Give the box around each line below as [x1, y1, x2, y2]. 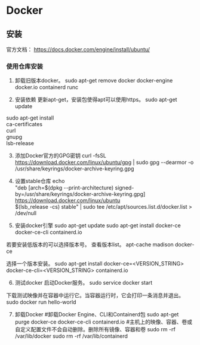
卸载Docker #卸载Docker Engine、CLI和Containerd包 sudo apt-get [14, 311, 179, 318]
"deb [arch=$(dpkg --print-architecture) [14, 184, 114, 191]
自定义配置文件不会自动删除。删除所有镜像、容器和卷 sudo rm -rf [14, 326, 176, 333]
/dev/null [14, 210, 37, 217]
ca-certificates [6, 121, 43, 128]
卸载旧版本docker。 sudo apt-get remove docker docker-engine [14, 77, 173, 84]
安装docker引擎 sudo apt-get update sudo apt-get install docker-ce [14, 222, 181, 229]
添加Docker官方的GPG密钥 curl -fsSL [14, 152, 106, 159]
